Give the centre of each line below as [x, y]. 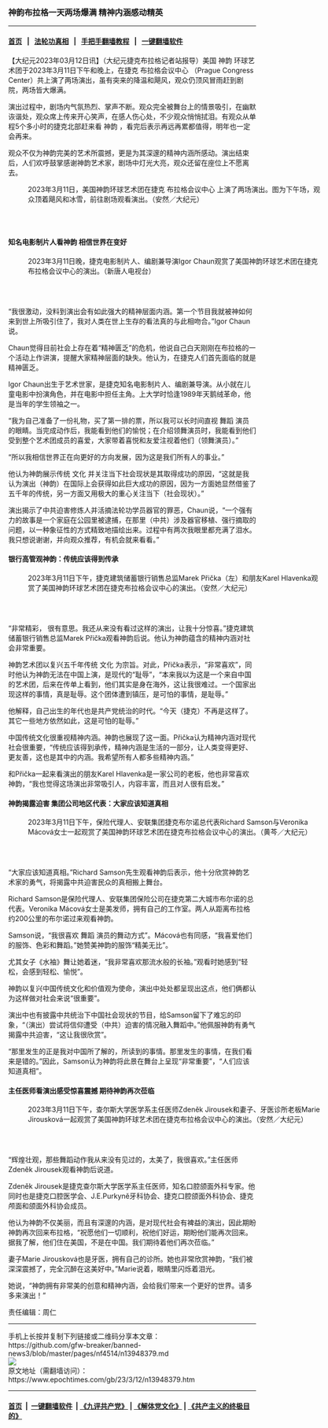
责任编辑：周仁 [32, 1312]
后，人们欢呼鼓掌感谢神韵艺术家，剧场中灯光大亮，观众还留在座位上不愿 [125, 162]
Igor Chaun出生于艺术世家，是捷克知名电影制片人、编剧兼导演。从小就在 [126, 384]
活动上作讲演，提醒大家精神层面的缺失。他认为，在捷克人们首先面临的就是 [135, 357]
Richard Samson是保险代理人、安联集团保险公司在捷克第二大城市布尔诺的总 [131, 899]
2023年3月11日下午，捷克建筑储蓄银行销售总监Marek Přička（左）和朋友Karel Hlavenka [170, 578]
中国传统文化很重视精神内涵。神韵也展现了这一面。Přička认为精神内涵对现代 [132, 737]
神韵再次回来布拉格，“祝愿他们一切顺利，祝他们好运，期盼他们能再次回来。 [131, 1233]
